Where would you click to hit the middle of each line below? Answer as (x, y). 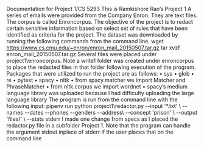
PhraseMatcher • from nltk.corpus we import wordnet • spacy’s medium (97, 87)
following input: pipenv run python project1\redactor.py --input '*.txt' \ (94, 106)
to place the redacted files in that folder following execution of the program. (101, 67)
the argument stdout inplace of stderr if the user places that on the (90, 132)
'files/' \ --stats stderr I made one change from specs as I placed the (92, 119)
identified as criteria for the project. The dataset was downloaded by (92, 35)
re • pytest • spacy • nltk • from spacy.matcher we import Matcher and (96, 80)
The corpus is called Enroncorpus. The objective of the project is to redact (100, 22)
